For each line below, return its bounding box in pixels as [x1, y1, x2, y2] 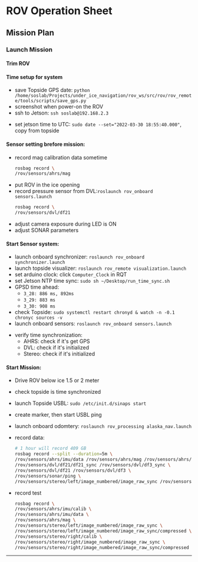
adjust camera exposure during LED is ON [14, 220, 117, 227]
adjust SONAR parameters [14, 227, 79, 234]
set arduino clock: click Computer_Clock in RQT [14, 271, 127, 278]
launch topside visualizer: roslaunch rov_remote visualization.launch [14, 264, 187, 272]
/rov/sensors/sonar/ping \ [14, 473, 81, 479]
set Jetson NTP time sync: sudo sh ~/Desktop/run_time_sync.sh [14, 277, 170, 285]
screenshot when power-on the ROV [14, 103, 104, 110]
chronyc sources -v [14, 315, 63, 321]
